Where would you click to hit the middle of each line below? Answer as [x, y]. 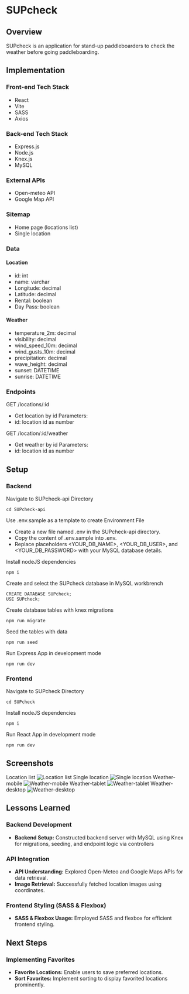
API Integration [28, 859]
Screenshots [30, 763]
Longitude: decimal [38, 288]
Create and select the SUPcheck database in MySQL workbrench [85, 583]
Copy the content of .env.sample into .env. [66, 538]
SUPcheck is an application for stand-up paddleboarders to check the [90, 46]
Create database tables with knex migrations [60, 610]
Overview [24, 32]
